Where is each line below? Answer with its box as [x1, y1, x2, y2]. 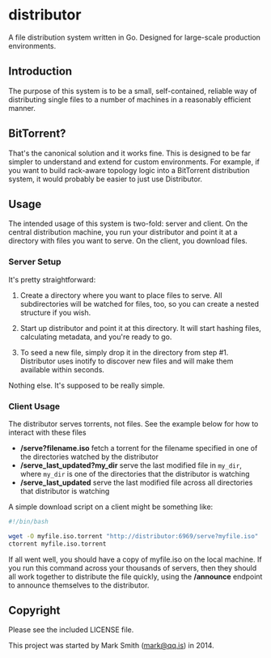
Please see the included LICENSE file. [8, 625, 134, 635]
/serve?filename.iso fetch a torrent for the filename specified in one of [19, 443, 258, 452]
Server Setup [8, 257, 62, 268]
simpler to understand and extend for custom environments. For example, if [8, 156, 260, 167]
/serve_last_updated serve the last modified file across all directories [19, 478, 253, 487]
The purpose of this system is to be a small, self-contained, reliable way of [8, 86, 257, 96]
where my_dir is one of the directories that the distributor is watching [19, 469, 250, 478]
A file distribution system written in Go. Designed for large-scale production [8, 32, 261, 42]
